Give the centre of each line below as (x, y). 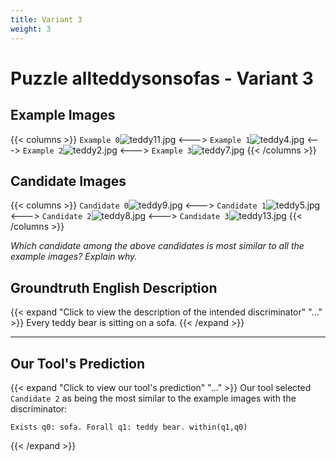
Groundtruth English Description (114, 287)
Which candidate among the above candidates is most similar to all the (157, 246)
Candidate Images (68, 181)
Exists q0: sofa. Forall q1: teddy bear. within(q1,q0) (129, 427)
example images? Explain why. (74, 257)
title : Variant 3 (46, 19)
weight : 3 (31, 29)
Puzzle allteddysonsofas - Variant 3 (162, 78)
